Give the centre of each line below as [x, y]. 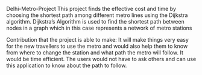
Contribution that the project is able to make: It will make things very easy [97, 40]
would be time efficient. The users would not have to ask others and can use [101, 59]
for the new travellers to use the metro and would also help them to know [97, 46]
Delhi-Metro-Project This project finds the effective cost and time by [91, 9]
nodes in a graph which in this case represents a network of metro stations [99, 28]
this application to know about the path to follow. [67, 65]
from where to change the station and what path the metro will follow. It [95, 53]
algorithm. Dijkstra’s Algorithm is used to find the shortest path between [96, 21]
